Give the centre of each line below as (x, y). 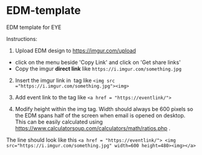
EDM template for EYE (34, 27)
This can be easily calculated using (59, 122)
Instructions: (22, 39)
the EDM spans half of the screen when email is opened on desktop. (100, 115)
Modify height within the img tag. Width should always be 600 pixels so (104, 109)
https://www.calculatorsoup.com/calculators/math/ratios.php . (93, 128)
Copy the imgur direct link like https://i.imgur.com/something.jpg (98, 68)
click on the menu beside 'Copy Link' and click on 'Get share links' (98, 62)
